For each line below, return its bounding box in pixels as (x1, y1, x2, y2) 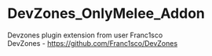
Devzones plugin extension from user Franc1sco (7, 30, 163, 40)
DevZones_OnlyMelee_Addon (7, 5, 205, 23)
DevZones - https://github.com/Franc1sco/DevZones (7, 38, 178, 47)
